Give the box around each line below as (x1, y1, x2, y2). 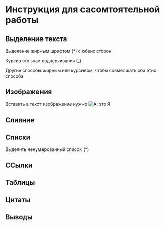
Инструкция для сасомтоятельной (5, 4, 160, 15)
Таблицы (5, 178, 35, 187)
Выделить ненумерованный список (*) (5, 146, 89, 153)
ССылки (5, 161, 33, 170)
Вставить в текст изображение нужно (5, 101, 88, 107)
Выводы (5, 213, 33, 221)
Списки (5, 133, 31, 141)
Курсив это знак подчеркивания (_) (5, 58, 82, 64)
